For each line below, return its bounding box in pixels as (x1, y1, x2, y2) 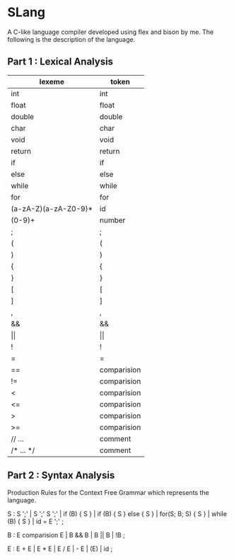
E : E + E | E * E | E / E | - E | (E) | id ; (7, 544, 113, 553)
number (99, 215, 126, 225)
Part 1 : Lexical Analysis (7, 56, 114, 68)
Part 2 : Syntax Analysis (7, 469, 115, 481)
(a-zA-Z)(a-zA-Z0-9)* (11, 203, 93, 213)
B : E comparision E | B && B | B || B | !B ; (7, 530, 125, 539)
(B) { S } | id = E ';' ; (7, 517, 64, 525)
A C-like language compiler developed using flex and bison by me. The (7, 28, 214, 36)
